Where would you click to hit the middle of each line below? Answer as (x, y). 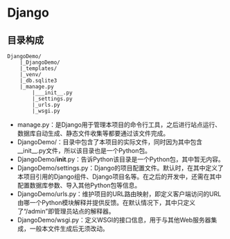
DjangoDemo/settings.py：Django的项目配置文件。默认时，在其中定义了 (120, 168)
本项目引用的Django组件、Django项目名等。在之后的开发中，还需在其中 (120, 177)
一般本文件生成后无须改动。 (69, 229)
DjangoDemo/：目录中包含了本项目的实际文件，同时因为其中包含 (110, 142)
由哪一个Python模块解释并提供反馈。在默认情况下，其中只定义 (106, 203)
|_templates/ (38, 69)
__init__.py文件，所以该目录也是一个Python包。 (84, 151)
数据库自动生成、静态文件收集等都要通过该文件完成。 (93, 133)
